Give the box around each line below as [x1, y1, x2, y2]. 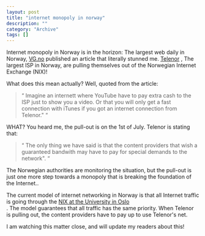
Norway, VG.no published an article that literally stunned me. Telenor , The [6, 55, 194, 63]
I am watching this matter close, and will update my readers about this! [6, 223, 185, 230]
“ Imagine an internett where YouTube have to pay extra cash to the [21, 92, 192, 99]
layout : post [6, 9, 40, 15]
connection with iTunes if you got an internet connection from [21, 105, 177, 112]
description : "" [6, 20, 48, 26]
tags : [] [6, 32, 29, 38]
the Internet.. [6, 180, 39, 187]
